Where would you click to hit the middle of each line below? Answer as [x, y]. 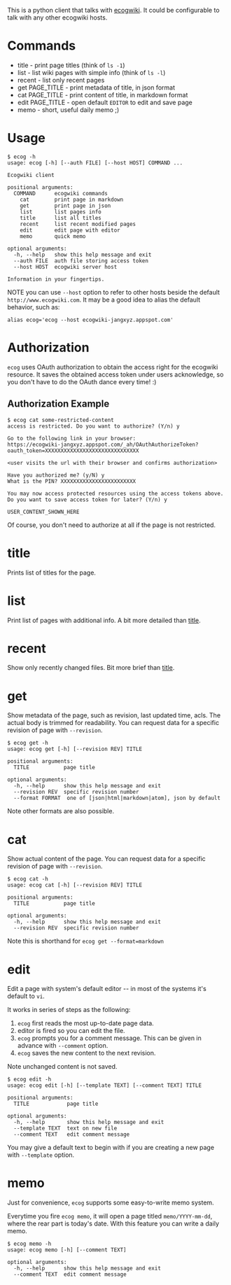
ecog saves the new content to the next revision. [86, 1053]
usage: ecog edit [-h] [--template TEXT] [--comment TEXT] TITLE [104, 1086]
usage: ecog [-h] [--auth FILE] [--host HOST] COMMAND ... [95, 163]
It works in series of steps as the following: [69, 1010]
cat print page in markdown [72, 199]
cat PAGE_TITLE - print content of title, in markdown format [103, 94]
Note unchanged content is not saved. [62, 1067]
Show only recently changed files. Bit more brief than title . [91, 668]
